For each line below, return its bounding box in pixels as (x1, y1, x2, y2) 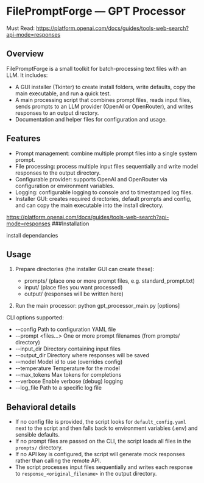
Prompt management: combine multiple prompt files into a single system (15, 150, 197, 157)
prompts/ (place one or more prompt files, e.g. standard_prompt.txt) (24, 277, 195, 285)
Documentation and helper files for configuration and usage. (15, 115, 167, 123)
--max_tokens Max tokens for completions (15, 371, 122, 379)
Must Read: (6, 24, 35, 32)
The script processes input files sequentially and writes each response (15, 463, 193, 471)
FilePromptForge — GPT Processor (6, 4, 186, 18)
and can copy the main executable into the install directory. (15, 202, 164, 209)
